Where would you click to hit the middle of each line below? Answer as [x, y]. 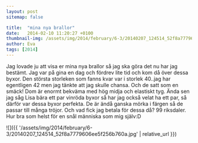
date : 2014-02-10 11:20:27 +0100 [50, 33]
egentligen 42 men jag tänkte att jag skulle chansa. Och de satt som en [92, 85]
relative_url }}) [159, 134]
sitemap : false [25, 17]
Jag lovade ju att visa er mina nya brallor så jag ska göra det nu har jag [92, 66]
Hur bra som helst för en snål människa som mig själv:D [74, 116]
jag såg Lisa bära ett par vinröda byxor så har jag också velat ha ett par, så [96, 97]
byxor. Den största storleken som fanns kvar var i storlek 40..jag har [88, 79]
